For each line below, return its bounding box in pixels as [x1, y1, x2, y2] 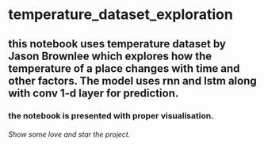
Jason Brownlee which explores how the [8, 49, 212, 62]
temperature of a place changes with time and [8, 62, 240, 75]
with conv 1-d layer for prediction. [8, 86, 179, 100]
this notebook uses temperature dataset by [8, 37, 226, 51]
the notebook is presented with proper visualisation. [8, 110, 214, 121]
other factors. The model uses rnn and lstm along [8, 73, 258, 88]
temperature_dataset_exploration [8, 6, 234, 24]
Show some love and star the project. [8, 130, 131, 139]
